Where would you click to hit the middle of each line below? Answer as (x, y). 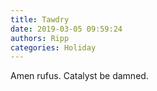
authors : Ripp (40, 38)
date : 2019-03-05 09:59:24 (66, 29)
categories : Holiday (53, 47)
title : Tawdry (40, 19)
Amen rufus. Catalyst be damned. (79, 76)
